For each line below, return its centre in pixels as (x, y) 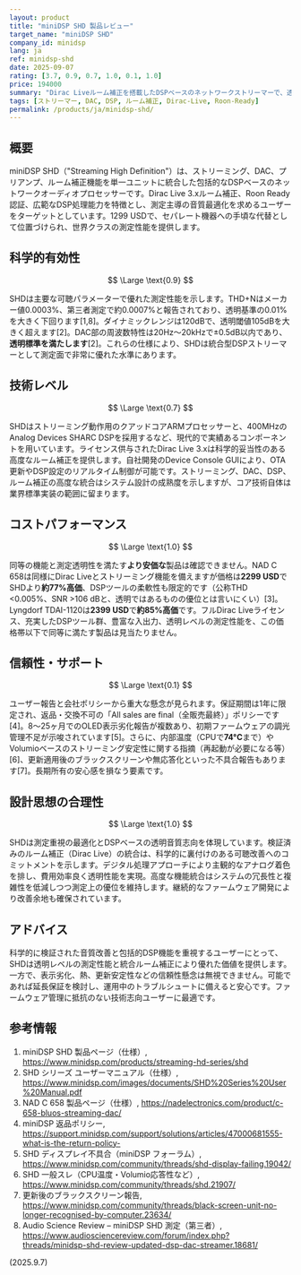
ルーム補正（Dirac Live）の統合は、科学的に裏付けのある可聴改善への (153, 854)
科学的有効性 (45, 258)
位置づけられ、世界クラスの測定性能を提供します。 (111, 227)
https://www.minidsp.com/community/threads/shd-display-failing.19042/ (157, 1163)
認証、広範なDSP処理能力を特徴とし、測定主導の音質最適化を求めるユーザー (150, 205)
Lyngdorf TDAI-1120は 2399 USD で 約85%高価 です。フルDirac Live (131, 609)
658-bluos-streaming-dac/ (72, 1113)
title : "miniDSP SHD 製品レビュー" (72, 26)
